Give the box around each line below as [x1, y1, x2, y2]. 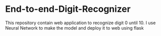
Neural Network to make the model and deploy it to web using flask [5, 25, 144, 31]
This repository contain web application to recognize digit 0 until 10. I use [5, 20, 156, 26]
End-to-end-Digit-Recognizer [5, 3, 131, 15]
